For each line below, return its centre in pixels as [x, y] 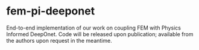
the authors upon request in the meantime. [59, 40]
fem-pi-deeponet [51, 11]
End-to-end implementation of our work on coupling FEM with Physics [93, 28]
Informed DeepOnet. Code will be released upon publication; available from [100, 34]
